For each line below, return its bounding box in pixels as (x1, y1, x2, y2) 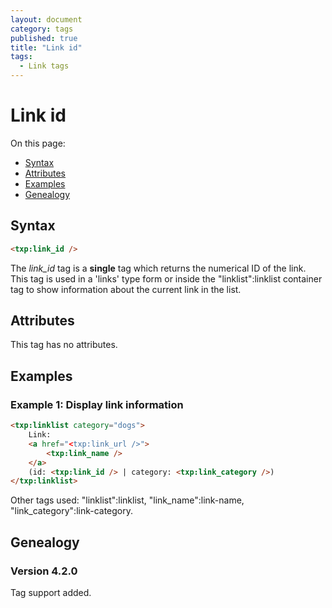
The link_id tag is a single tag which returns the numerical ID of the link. (10, 262, 307, 274)
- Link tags (19, 61, 70, 71)
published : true (10, 33, 78, 43)
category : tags (10, 24, 74, 34)
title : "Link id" (10, 42, 83, 53)
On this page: (10, 137, 66, 149)
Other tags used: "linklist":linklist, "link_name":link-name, (10, 494, 245, 506)
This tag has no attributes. (10, 339, 118, 351)
